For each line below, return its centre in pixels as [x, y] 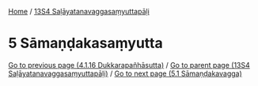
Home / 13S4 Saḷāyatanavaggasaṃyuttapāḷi [79, 11]
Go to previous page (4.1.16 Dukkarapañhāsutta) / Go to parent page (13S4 [129, 65]
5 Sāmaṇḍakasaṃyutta [86, 43]
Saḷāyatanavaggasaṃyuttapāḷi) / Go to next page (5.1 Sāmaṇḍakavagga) [125, 73]
